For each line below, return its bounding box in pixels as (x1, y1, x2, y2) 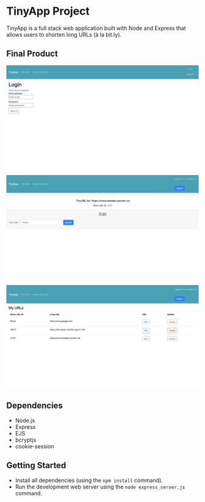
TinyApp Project (6, 4, 90, 18)
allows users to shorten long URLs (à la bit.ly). (6, 30, 122, 38)
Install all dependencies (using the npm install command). (15, 476, 164, 484)
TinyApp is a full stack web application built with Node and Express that (6, 24, 186, 32)
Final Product (6, 49, 58, 59)
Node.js (15, 417, 35, 424)
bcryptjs (15, 436, 37, 443)
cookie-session (15, 442, 54, 450)
